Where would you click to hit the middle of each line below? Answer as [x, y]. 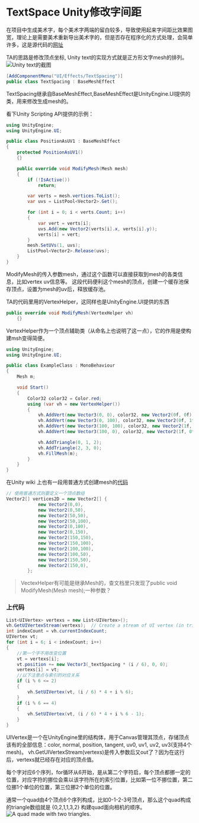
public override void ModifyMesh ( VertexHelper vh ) [70, 313]
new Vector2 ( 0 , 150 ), [63, 532]
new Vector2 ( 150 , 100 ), [66, 543]
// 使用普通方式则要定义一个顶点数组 [45, 494]
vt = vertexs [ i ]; [38, 659]
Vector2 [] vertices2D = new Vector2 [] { [57, 499]
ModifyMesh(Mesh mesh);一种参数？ [66, 590]
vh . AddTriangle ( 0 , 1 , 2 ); [70, 442]
